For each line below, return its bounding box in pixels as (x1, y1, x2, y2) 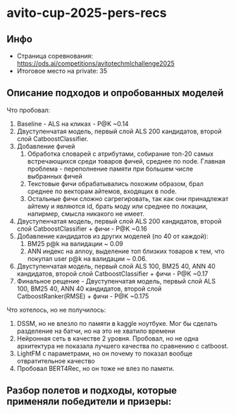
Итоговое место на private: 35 (16, 67, 108, 75)
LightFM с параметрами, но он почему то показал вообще (16, 349, 193, 358)
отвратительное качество (16, 356, 96, 365)
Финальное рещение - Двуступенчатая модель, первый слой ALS (16, 276, 216, 285)
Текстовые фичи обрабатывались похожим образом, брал (27, 179, 204, 188)
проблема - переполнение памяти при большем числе (27, 164, 194, 173)
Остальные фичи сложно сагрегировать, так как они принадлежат (27, 194, 229, 202)
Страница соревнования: (16, 51, 93, 60)
